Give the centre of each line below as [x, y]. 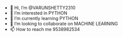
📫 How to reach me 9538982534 [45, 29]
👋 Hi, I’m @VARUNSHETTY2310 [43, 8]
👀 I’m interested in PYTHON [39, 13]
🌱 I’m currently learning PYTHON [44, 18]
